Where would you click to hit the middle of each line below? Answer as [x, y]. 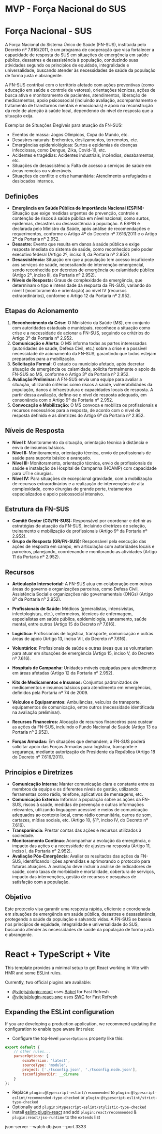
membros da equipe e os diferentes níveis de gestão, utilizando [75, 789]
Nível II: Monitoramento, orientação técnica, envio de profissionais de [81, 453]
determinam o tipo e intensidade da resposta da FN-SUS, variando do [81, 285]
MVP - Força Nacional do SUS [66, 9]
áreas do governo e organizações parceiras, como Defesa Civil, [75, 589]
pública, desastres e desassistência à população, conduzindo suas [72, 60]
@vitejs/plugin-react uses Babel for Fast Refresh [60, 991]
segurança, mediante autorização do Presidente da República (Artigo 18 [84, 752]
